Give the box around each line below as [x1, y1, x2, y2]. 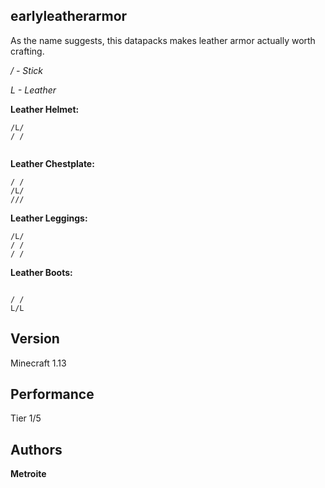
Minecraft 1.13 [10, 357, 67, 369]
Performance [10, 386, 95, 403]
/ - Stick [10, 64, 44, 76]
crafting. [10, 45, 45, 57]
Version [10, 330, 60, 348]
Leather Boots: [10, 266, 73, 278]
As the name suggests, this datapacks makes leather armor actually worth [10, 34, 316, 46]
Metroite [10, 468, 47, 480]
